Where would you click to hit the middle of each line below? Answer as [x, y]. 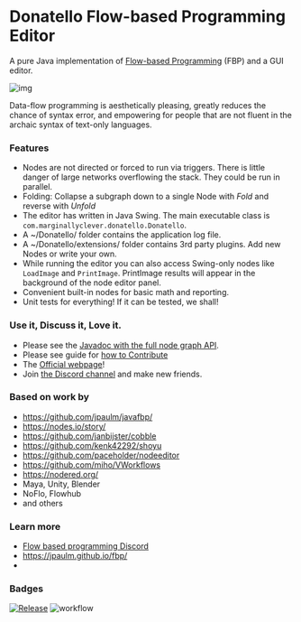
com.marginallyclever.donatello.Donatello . [105, 225]
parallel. [37, 187]
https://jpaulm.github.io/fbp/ [75, 556]
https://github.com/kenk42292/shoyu [92, 445]
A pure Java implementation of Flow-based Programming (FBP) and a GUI [146, 60]
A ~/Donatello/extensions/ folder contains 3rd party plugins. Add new [151, 245]
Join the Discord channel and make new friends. [112, 374]
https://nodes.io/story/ [64, 426]
